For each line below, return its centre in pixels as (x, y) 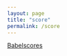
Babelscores (25, 46)
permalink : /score (33, 26)
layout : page (26, 13)
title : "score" (29, 20)
